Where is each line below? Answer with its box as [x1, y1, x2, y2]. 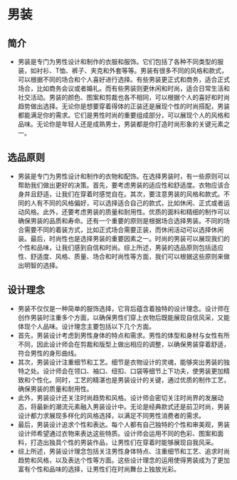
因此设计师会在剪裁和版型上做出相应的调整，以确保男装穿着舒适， [36, 339, 230, 348]
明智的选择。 [23, 261, 62, 270]
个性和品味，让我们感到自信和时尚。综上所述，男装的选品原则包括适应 [17, 243, 224, 252]
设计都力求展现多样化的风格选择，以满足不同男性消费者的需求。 [17, 411, 205, 419]
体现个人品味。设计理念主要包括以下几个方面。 [17, 322, 155, 330]
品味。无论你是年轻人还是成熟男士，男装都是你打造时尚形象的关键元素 [17, 120, 224, 128]
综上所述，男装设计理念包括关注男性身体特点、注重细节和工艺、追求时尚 [17, 446, 230, 455]
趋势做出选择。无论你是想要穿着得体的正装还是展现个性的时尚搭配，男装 [17, 102, 230, 111]
